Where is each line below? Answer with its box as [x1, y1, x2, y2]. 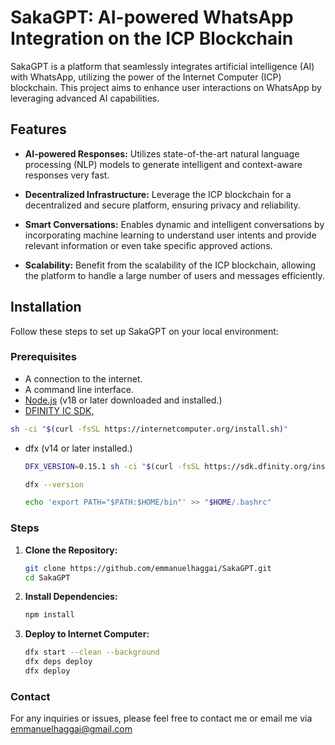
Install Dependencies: [24, 591, 118, 603]
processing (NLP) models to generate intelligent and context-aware [24, 158, 303, 170]
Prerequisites [10, 350, 77, 364]
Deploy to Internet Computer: [24, 628, 150, 640]
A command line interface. [24, 383, 134, 395]
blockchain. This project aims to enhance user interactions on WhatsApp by [10, 81, 322, 93]
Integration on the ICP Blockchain [10, 27, 294, 50]
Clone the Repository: [24, 544, 118, 556]
